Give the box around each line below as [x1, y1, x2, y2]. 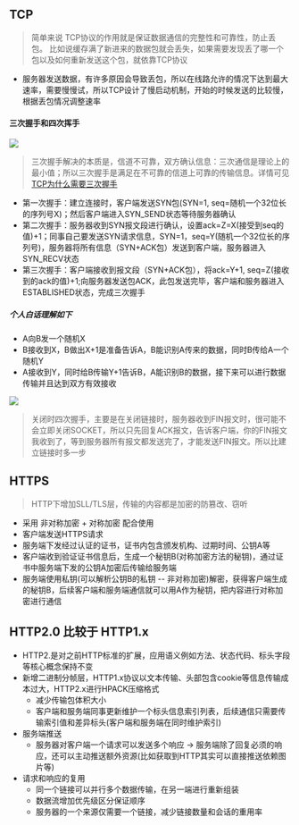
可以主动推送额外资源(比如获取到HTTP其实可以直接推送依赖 [59, 750, 279, 761]
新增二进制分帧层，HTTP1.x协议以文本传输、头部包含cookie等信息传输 [21, 672, 281, 683]
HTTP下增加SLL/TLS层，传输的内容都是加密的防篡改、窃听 [30, 498, 248, 509]
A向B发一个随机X [21, 333, 87, 343]
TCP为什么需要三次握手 [30, 179, 118, 189]
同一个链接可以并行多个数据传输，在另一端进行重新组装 [35, 784, 239, 795]
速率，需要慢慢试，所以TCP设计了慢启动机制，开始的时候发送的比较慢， [21, 84, 288, 95]
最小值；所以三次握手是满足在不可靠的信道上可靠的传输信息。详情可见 [30, 167, 290, 178]
